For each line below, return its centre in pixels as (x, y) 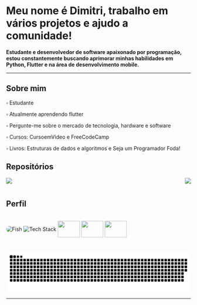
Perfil (16, 204)
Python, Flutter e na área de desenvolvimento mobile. (73, 64)
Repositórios (30, 167)
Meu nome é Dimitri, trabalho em (87, 11)
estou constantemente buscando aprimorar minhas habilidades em (90, 58)
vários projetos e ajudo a (67, 23)
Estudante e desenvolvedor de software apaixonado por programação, (94, 52)
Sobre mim (26, 88)
